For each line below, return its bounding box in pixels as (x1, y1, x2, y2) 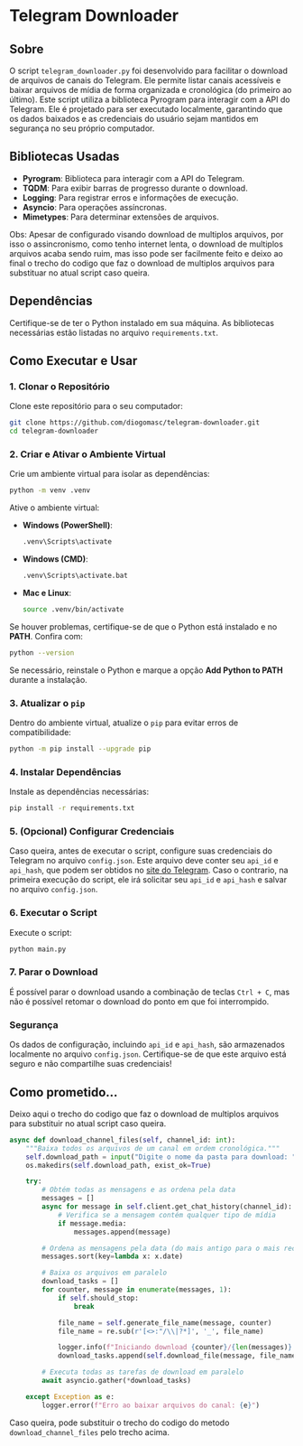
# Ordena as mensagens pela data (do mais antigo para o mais (41, 1244, 280, 1253)
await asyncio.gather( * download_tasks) (41, 1376, 192, 1385)
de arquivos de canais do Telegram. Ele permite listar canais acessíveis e (9, 75, 281, 86)
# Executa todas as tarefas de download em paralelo (41, 1367, 244, 1377)
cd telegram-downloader (9, 426, 99, 436)
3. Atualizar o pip (9, 696, 86, 709)
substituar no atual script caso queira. (9, 267, 151, 278)
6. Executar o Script (9, 907, 97, 919)
